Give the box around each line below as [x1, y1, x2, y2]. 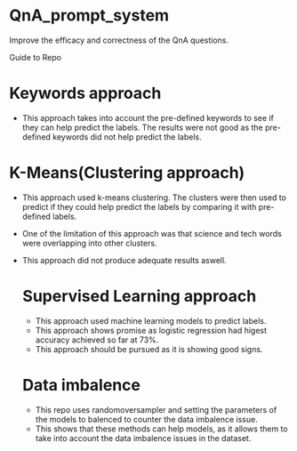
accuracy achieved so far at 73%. [35, 334, 159, 345]
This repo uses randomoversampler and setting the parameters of [35, 404, 277, 415]
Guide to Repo [9, 52, 62, 62]
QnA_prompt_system [9, 5, 170, 26]
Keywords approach [9, 84, 162, 103]
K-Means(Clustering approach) [9, 163, 245, 183]
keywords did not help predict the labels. [52, 131, 202, 142]
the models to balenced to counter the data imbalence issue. [35, 414, 258, 424]
